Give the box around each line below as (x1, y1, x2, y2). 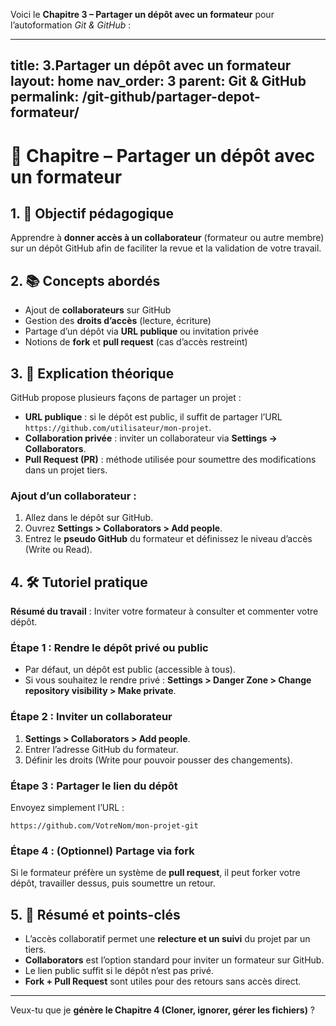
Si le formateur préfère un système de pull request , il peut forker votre (10, 867, 301, 879)
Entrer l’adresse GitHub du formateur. (24, 743, 179, 755)
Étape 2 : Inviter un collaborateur (10, 710, 173, 724)
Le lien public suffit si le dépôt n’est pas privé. (24, 965, 214, 977)
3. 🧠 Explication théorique (10, 365, 175, 382)
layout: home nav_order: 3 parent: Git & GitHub (10, 73, 307, 90)
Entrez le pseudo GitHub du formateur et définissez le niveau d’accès (24, 533, 313, 545)
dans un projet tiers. (24, 464, 108, 476)
